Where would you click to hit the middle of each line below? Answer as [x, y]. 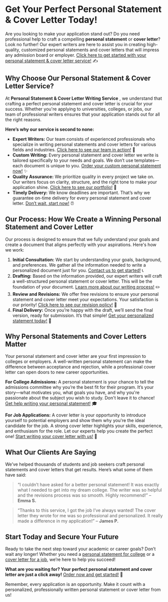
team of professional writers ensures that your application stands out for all [82, 114]
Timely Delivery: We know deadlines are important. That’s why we [81, 192]
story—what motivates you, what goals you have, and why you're [72, 392]
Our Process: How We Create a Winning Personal [83, 219]
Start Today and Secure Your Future [62, 537]
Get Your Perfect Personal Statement [83, 9]
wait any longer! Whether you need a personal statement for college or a [80, 554]
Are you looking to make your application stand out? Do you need [72, 34]
